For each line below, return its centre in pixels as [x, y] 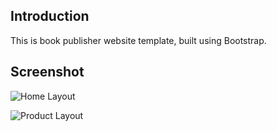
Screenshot [47, 72]
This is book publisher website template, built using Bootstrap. [138, 40]
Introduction [50, 16]
